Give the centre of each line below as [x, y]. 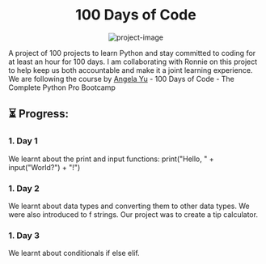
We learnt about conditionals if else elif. [74, 253]
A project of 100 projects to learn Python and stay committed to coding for [132, 53]
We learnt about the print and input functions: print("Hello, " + [111, 159]
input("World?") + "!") [44, 167]
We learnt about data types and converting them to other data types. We [129, 206]
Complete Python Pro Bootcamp [62, 87]
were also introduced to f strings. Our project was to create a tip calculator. [133, 214]
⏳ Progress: [39, 114]
